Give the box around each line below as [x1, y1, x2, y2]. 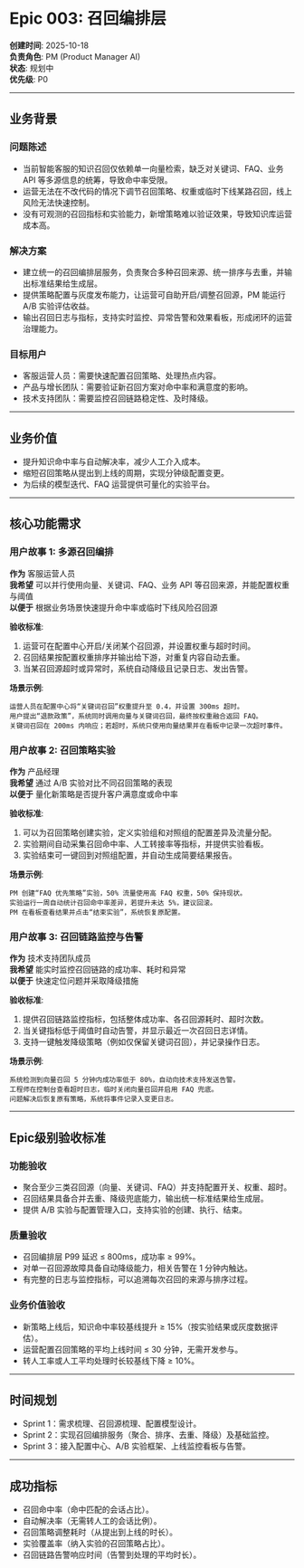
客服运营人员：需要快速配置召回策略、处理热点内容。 [22, 370, 222, 381]
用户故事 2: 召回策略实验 [9, 744, 116, 756]
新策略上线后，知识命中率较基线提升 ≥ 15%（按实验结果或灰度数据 [22, 1321, 271, 1332]
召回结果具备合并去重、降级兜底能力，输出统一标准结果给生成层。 [22, 1193, 269, 1203]
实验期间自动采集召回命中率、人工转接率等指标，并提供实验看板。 [22, 839, 269, 850]
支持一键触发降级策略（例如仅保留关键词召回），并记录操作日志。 [22, 1037, 265, 1048]
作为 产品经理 [9, 766, 60, 777]
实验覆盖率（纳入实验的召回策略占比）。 [22, 1538, 170, 1549]
